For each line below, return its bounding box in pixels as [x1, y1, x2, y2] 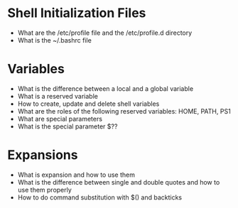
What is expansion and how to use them [17, 170, 135, 179]
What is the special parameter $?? [17, 122, 118, 131]
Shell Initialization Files [7, 5, 146, 21]
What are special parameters [17, 114, 103, 123]
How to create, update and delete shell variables [17, 99, 160, 108]
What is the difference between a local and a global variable [17, 84, 194, 93]
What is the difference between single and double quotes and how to [17, 177, 220, 186]
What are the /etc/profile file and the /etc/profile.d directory [17, 28, 193, 37]
